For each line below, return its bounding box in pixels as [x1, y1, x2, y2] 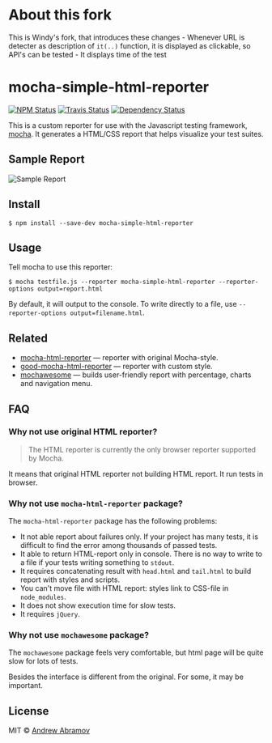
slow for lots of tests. [8, 656, 79, 666]
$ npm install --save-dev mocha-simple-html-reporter [8, 219, 194, 227]
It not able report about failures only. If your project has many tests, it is [19, 532, 259, 541]
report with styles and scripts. [19, 575, 120, 584]
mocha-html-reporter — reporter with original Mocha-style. [19, 353, 219, 363]
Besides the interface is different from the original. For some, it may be [8, 672, 244, 681]
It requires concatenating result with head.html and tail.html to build [19, 567, 252, 576]
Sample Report [8, 152, 85, 167]
